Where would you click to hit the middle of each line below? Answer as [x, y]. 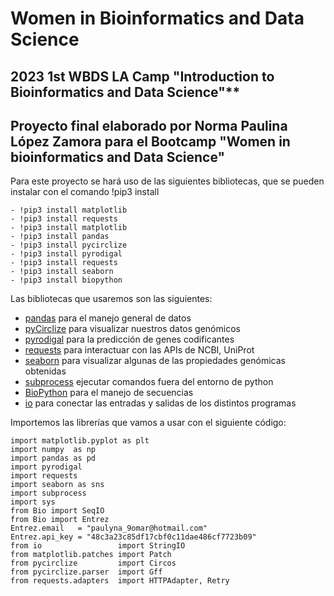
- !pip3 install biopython [66, 280]
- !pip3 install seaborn [62, 272]
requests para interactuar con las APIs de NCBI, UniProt [139, 350]
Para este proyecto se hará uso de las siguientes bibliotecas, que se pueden [167, 181]
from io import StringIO [98, 546]
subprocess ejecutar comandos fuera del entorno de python [149, 382]
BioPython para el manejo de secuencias [109, 393]
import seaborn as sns [57, 485]
